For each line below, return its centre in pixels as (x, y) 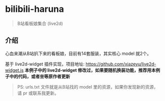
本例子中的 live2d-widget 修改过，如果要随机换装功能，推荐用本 (90, 70)
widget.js (14, 70)
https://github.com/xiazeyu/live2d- (121, 64)
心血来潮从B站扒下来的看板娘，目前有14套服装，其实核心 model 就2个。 (78, 53)
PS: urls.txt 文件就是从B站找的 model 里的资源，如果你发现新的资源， (88, 87)
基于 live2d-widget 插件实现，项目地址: (45, 64)
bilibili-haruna (35, 9)
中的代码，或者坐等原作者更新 (40, 76)
